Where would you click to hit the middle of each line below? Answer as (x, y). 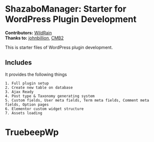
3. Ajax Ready (19, 92)
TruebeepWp (32, 132)
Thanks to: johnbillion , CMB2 (35, 38)
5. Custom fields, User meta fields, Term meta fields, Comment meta (77, 100)
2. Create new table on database (39, 88)
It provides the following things (36, 74)
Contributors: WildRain (29, 33)
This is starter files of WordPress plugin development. (59, 47)
